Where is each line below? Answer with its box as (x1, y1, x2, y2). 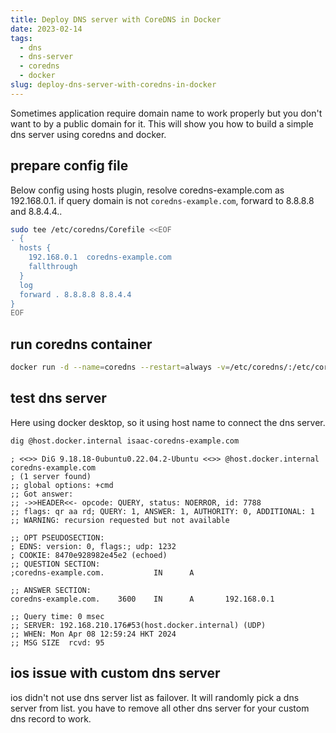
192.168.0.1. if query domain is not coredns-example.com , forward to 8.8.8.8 (10, 194, 315, 206)
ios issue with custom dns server (10, 665, 221, 682)
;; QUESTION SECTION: (10, 559, 101, 569)
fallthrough (28, 262, 78, 272)
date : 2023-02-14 (10, 24, 83, 34)
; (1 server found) (10, 471, 92, 481)
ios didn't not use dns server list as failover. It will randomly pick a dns (10, 691, 300, 703)
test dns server (10, 390, 107, 407)
